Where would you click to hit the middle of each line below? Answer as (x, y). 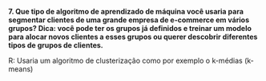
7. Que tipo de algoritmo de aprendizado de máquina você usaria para (126, 12)
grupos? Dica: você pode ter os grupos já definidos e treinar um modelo (130, 28)
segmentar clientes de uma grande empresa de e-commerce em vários (129, 20)
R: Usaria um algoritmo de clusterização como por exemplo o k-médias (125, 60)
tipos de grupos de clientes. (56, 45)
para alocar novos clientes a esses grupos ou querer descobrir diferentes (133, 37)
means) (21, 69)
